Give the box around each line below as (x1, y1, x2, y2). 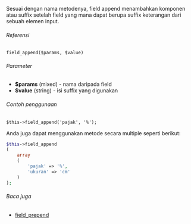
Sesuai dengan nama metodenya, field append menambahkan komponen (6, 5, 186, 12)
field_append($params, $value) (6, 50, 84, 56)
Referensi (6, 31, 30, 38)
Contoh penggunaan (6, 101, 58, 108)
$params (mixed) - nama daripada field (14, 80, 112, 88)
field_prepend (14, 211, 49, 218)
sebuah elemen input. (6, 18, 60, 24)
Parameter (6, 62, 33, 69)
